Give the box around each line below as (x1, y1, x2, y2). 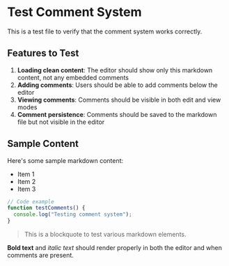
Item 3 (17, 185, 36, 193)
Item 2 (17, 177, 36, 185)
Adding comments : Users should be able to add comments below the (17, 81, 218, 89)
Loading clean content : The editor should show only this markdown (17, 65, 213, 74)
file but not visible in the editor (17, 118, 105, 126)
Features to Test (7, 47, 79, 59)
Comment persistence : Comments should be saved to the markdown (17, 110, 217, 118)
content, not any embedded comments (17, 73, 129, 81)
